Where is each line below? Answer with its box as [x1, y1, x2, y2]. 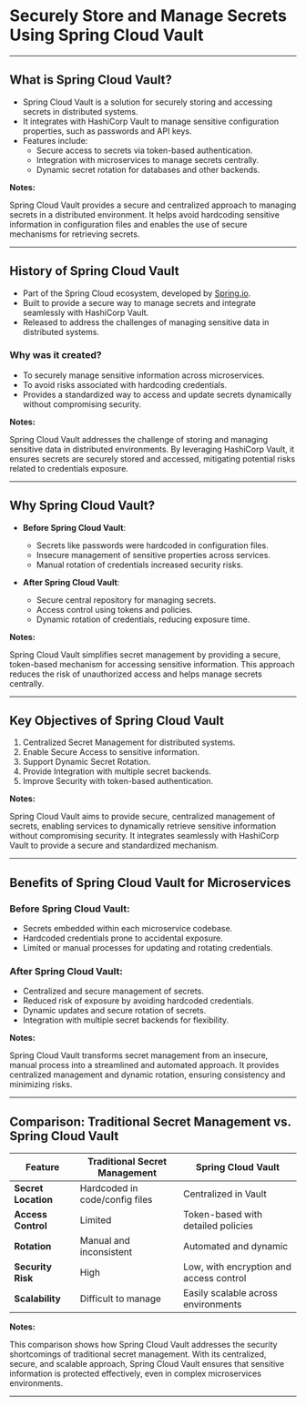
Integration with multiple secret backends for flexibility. [22, 1014, 229, 1025]
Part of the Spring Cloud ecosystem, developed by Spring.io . [22, 288, 251, 299]
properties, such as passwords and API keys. [22, 125, 192, 137]
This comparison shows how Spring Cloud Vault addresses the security [9, 1340, 278, 1350]
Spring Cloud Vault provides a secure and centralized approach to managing [9, 199, 297, 210]
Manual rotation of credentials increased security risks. [36, 559, 244, 570]
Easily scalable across [183, 1287, 278, 1299]
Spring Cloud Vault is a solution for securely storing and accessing [22, 97, 273, 107]
